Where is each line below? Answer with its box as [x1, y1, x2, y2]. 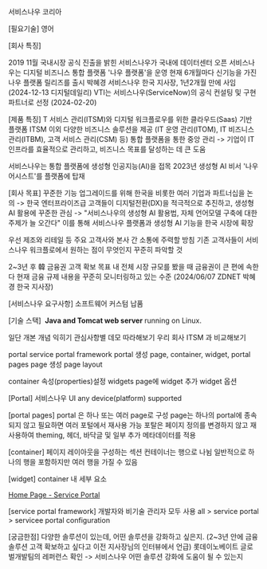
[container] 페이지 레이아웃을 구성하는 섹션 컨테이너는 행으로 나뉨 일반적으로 [8, 447, 247, 457]
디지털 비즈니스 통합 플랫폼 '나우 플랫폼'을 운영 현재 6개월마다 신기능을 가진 [22, 68, 257, 77]
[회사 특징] [8, 41, 41, 50]
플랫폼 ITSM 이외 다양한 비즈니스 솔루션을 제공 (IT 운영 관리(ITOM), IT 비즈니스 [8, 124, 255, 134]
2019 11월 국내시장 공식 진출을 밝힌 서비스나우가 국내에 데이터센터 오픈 [8, 58, 228, 67]
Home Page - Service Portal [8, 490, 100, 500]
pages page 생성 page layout [8, 359, 103, 369]
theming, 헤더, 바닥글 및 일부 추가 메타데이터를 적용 [35, 430, 197, 440]
